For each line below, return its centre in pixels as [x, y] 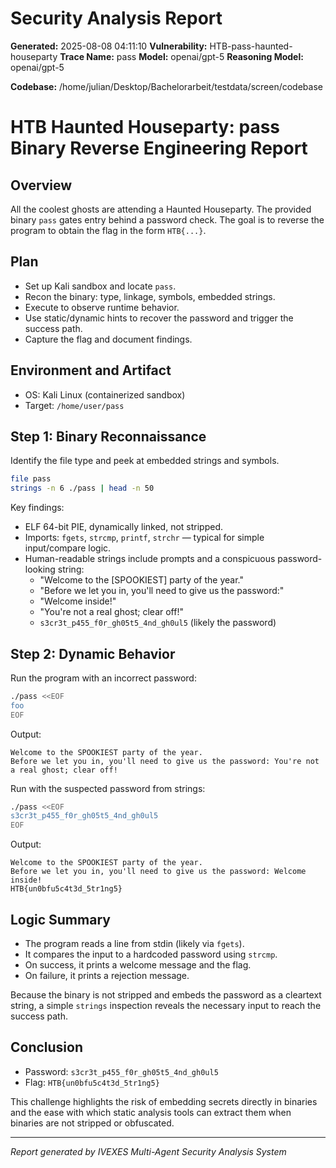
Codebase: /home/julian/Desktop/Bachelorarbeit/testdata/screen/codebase [166, 86]
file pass [31, 479]
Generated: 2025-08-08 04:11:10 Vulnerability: [109, 46]
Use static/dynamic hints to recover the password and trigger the [159, 318]
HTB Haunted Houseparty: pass [145, 127]
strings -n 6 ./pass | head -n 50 [82, 488]
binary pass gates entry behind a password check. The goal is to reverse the [167, 219]
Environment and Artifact [91, 370]
